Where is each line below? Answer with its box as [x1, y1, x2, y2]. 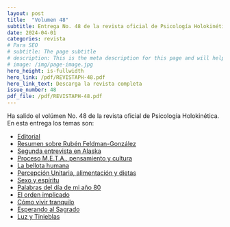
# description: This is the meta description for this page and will [7, 55, 210, 62]
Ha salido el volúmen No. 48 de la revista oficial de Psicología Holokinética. [7, 112, 220, 120]
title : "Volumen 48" [7, 16, 69, 23]
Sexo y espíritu [16, 176, 60, 184]
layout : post [7, 10, 44, 17]
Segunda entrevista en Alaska [16, 147, 101, 155]
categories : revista [7, 36, 66, 43]
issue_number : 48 [7, 86, 57, 93]
